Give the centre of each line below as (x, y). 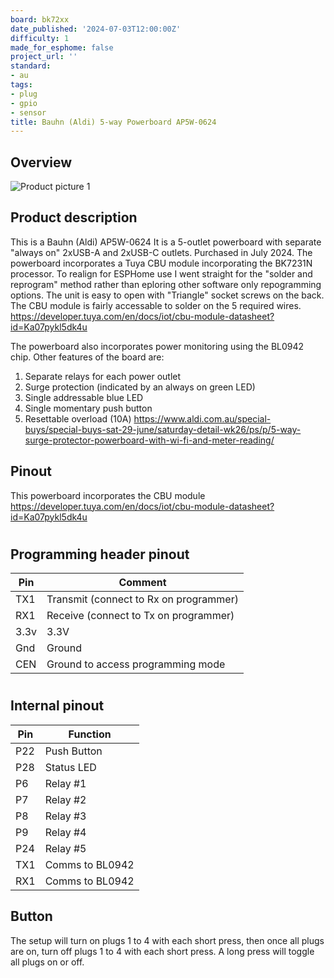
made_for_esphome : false (62, 47)
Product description (74, 217)
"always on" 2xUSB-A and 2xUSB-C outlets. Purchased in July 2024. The (161, 252)
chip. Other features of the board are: (87, 357)
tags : (21, 85)
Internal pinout (57, 706)
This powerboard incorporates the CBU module (108, 495)
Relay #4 (65, 832)
